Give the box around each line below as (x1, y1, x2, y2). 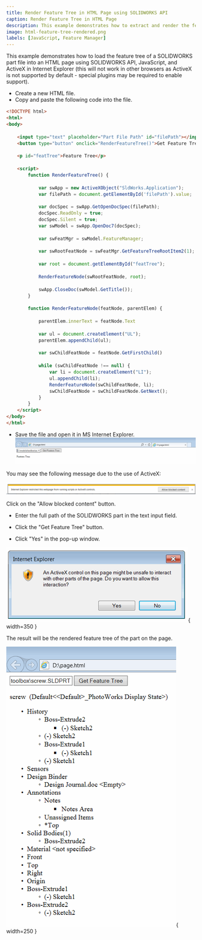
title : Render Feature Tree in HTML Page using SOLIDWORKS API (6, 10, 168, 16)
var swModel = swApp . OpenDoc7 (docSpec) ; (38, 223, 141, 229)
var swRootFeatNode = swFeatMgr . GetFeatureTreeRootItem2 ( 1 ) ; (38, 248, 195, 254)
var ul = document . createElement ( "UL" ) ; (38, 331, 141, 337)
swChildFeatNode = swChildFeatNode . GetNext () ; (49, 388, 168, 394)
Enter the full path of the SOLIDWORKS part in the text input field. (14, 512, 177, 519)
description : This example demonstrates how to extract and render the (6, 22, 189, 28)
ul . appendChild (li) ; (49, 375, 101, 381)
